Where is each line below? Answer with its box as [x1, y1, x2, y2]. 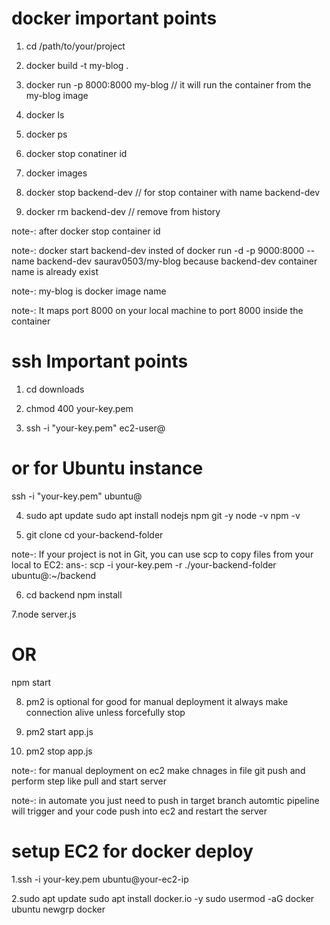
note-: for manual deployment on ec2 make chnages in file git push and [11, 764, 306, 776]
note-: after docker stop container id [11, 225, 161, 237]
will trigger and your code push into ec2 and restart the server [11, 805, 268, 817]
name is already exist [11, 265, 99, 277]
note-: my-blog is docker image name [11, 285, 167, 297]
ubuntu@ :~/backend [11, 569, 97, 581]
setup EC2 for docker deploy [11, 840, 254, 862]
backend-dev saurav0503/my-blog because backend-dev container [36, 255, 318, 267]
